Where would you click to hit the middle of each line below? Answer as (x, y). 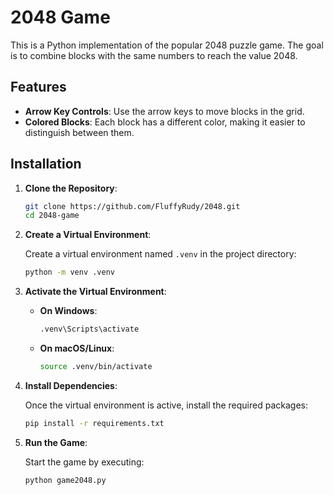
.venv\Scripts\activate (89, 329)
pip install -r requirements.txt (94, 423)
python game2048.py (65, 480)
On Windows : (68, 311)
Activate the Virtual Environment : (95, 292)
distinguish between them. (79, 132)
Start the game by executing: (84, 462)
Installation (46, 164)
